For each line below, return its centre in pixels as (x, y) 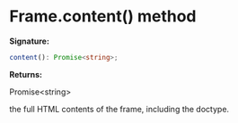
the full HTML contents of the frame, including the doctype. (119, 109)
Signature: (29, 41)
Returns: (26, 74)
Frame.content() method (103, 16)
